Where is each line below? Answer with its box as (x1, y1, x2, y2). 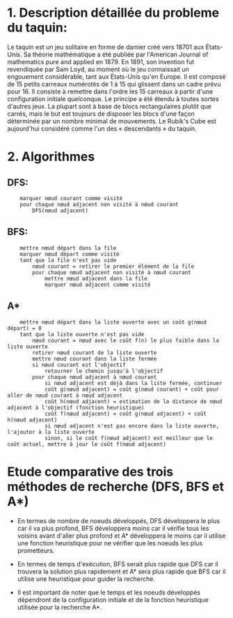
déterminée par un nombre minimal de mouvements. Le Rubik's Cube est (7, 116, 217, 125)
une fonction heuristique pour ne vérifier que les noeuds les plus (17, 538, 203, 547)
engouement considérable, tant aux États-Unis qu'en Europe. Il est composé (7, 72, 226, 81)
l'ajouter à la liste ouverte (7, 428, 95, 435)
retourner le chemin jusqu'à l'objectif (44, 368, 163, 375)
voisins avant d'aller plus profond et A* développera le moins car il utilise (17, 532, 226, 540)
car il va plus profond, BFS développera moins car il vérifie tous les (17, 524, 209, 532)
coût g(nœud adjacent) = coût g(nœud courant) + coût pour (44, 386, 219, 393)
